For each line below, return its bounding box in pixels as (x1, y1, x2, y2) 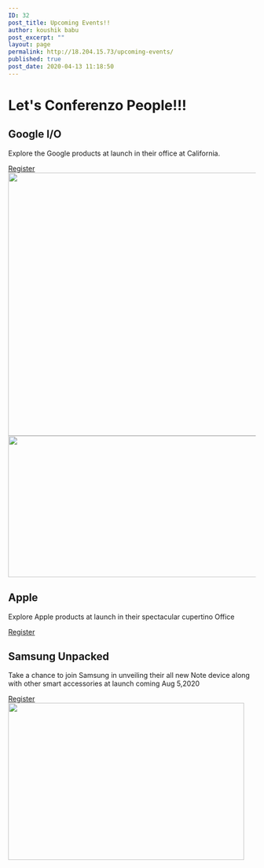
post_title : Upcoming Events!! (8, 19, 111, 27)
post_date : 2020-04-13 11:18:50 (8, 63, 114, 71)
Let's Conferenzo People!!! (8, 96, 187, 114)
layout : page (8, 41, 51, 49)
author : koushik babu (8, 26, 79, 34)
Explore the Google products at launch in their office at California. (8, 148, 221, 158)
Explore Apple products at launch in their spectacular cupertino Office (8, 612, 235, 621)
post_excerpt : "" (8, 33, 65, 42)
